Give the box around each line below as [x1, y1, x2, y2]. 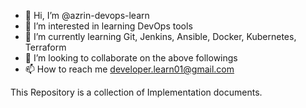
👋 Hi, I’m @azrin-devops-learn [24, 10, 150, 21]
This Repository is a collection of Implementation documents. [10, 86, 263, 98]
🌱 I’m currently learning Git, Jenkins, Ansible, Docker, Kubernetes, [24, 31, 297, 42]
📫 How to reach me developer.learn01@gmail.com [24, 63, 235, 75]
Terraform [24, 41, 67, 53]
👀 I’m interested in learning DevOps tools [24, 20, 193, 32]
